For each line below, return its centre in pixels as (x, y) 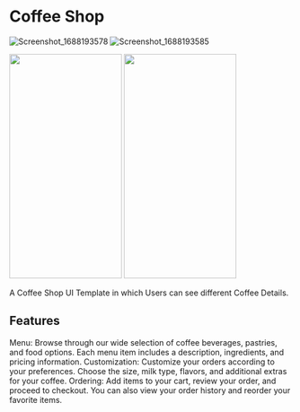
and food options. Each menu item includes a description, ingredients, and (147, 352)
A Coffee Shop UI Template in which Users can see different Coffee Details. (149, 293)
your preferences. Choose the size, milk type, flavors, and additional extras (148, 371)
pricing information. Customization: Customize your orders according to (142, 362)
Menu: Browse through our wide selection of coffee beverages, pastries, (144, 342)
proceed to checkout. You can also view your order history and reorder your (150, 390)
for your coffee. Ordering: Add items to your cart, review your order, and (143, 381)
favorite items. (36, 399)
